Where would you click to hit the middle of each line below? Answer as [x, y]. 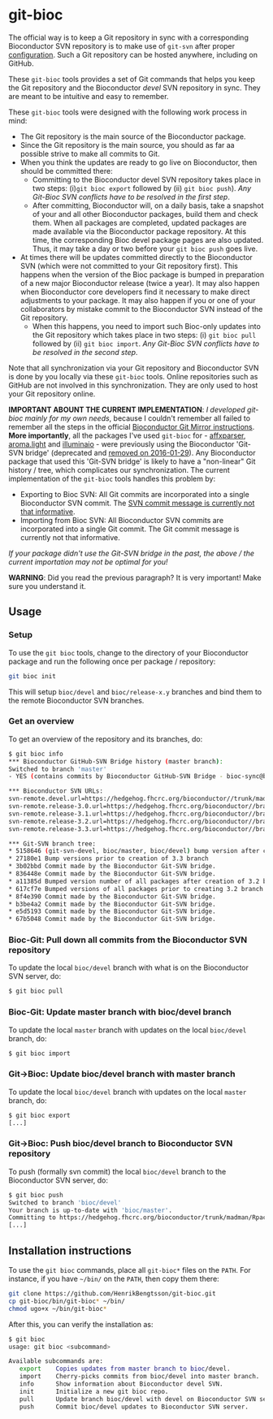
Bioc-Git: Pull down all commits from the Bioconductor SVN [128, 940]
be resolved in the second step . [85, 352]
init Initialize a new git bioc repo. [94, 1391]
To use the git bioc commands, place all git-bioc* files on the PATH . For [130, 1270]
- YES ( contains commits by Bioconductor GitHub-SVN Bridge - [116, 777]
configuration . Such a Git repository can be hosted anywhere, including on [133, 54]
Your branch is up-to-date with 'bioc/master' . [91, 1210]
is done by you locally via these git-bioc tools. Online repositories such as [133, 376]
